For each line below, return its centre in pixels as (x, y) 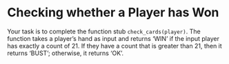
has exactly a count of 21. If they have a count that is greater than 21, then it (114, 46)
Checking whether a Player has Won (113, 13)
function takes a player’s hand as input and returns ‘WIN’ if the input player (113, 38)
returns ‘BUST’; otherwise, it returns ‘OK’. (66, 53)
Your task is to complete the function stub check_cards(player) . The (104, 31)
